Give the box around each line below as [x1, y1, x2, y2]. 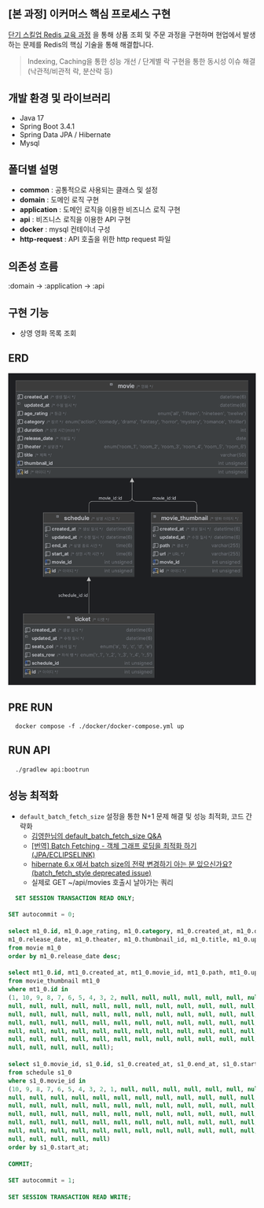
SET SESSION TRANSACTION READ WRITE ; [8, 1193, 132, 1202]
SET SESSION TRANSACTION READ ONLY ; [15, 894, 135, 902]
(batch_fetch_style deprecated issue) [31, 868, 152, 877]
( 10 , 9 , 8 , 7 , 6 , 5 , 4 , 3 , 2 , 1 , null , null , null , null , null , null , [8, 1085, 244, 1093]
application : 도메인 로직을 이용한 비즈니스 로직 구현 [19, 205, 181, 214]
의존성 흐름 [8, 259, 59, 273]
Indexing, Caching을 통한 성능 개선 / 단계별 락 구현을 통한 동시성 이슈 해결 [27, 56, 256, 65]
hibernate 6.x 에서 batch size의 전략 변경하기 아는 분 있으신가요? [31, 859, 233, 868]
